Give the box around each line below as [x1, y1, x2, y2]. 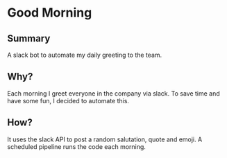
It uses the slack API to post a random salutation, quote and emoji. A [7, 135, 203, 143]
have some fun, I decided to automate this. [7, 96, 130, 105]
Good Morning [7, 5, 92, 21]
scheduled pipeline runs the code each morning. [7, 142, 146, 150]
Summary [7, 33, 51, 44]
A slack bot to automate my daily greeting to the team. [7, 51, 162, 59]
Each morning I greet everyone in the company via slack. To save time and [7, 89, 220, 98]
